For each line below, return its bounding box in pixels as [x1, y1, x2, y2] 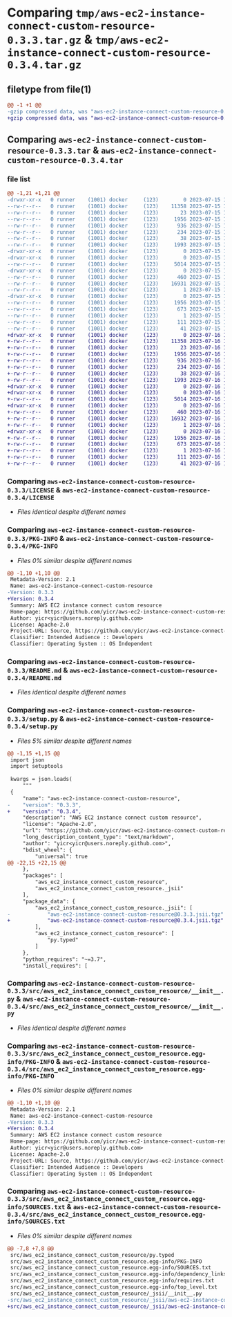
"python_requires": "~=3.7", [22, 956, 107, 963]
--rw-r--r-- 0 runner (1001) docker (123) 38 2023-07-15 [7, 235, 221, 242]
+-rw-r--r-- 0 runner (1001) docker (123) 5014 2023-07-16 [7, 396, 221, 403]
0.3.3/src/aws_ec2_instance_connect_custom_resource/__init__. [7, 987, 224, 995]
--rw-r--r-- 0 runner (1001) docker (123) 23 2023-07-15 [7, 209, 221, 216]
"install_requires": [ [22, 962, 88, 969]
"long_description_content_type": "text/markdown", [22, 834, 175, 840]
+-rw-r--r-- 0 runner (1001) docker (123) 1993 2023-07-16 [7, 376, 221, 383]
